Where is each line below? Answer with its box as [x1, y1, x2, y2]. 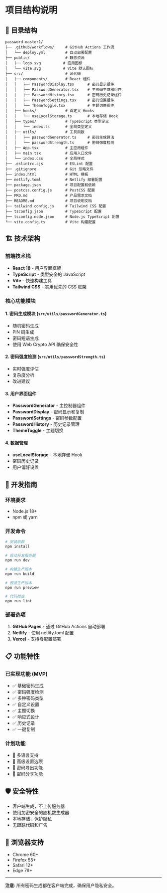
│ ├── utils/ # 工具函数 [5, 130, 85, 135]
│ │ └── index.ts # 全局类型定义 [5, 124, 92, 129]
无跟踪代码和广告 [12, 822, 48, 828]
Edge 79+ [12, 868, 33, 874]
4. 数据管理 [5, 440, 28, 446]
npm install [5, 544, 30, 549]
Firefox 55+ [12, 857, 36, 863]
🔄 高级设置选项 [12, 758, 43, 764]
